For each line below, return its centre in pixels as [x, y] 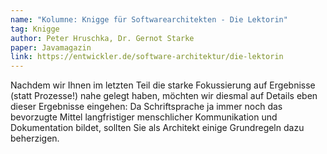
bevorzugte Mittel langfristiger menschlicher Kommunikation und [144, 117]
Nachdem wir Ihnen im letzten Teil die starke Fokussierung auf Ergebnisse [163, 85]
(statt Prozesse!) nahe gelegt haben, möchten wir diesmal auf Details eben [164, 96]
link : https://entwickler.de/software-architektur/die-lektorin [147, 57]
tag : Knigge [35, 29]
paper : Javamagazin [51, 47]
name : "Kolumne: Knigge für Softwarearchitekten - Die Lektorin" [149, 19]
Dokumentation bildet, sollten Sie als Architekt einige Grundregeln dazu [157, 128]
